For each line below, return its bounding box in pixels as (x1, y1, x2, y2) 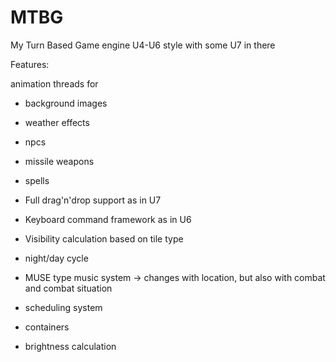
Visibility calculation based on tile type (24, 232, 184, 245)
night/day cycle (24, 252, 89, 264)
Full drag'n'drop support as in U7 (24, 194, 162, 206)
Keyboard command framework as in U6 (24, 213, 192, 225)
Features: (10, 58, 50, 70)
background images (24, 97, 108, 109)
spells (24, 174, 50, 186)
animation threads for (10, 77, 99, 90)
